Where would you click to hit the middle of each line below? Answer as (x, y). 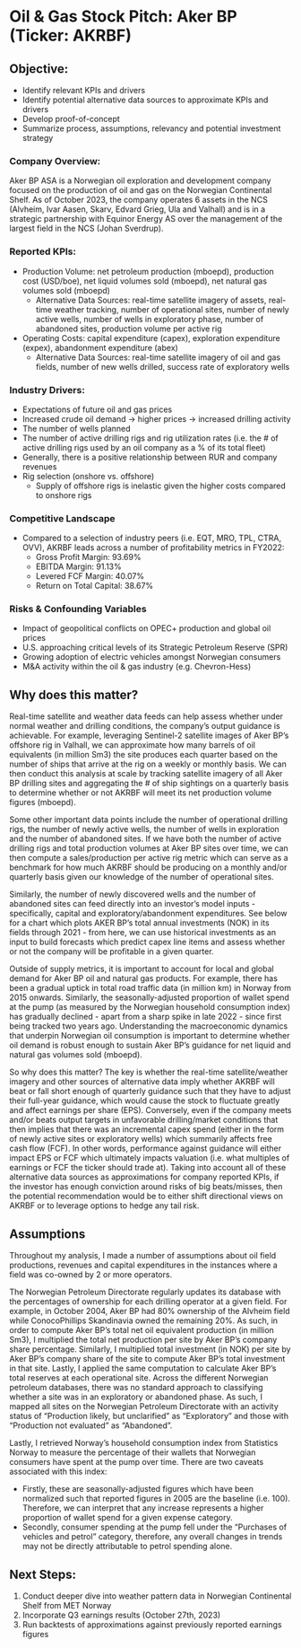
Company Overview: (55, 161)
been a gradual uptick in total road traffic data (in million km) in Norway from (150, 988)
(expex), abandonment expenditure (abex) (100, 347)
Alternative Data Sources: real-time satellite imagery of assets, (151, 300)
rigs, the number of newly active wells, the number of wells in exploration (144, 829)
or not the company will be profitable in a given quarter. (112, 951)
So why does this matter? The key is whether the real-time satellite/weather (149, 1072)
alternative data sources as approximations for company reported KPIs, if (144, 1177)
